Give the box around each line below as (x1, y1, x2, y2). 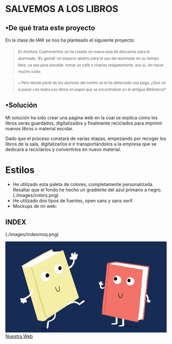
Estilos (5, 164, 35, 176)
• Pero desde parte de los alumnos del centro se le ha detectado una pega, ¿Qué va (17, 80, 166, 85)
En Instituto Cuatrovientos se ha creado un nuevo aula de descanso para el (17, 49, 150, 54)
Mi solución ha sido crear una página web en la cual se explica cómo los (5, 114, 158, 120)
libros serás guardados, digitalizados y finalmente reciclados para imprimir (5, 120, 163, 126)
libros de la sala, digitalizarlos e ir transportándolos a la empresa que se (5, 140, 157, 147)
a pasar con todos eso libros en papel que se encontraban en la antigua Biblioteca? (17, 87, 166, 92)
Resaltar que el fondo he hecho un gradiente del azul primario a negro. (12, 187, 162, 193)
